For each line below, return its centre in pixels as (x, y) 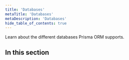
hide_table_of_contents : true (36, 23)
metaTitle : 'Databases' (29, 14)
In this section (27, 52)
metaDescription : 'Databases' (36, 19)
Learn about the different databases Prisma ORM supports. (65, 37)
